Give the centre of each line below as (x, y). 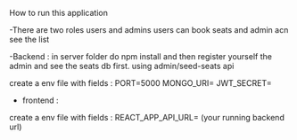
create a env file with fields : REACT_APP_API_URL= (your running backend (147, 117)
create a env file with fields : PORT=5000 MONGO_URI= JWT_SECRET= (140, 83)
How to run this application (59, 13)
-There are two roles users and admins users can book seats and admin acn (149, 30)
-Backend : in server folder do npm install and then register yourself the (140, 56)
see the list (29, 39)
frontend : (41, 100)
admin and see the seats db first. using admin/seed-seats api (122, 66)
